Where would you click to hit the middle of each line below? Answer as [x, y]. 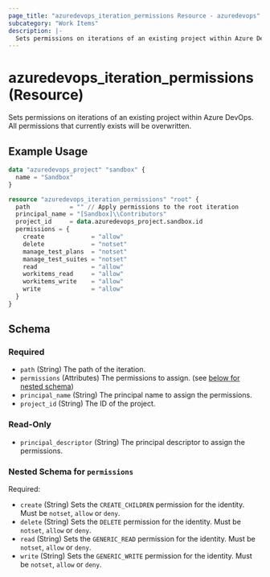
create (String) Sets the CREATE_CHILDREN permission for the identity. [132, 505]
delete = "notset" [75, 244]
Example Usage [48, 151]
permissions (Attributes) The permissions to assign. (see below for [130, 378]
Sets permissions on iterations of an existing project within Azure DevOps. [131, 117]
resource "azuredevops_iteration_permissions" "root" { [104, 199]
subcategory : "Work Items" [53, 23]
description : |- [35, 31]
